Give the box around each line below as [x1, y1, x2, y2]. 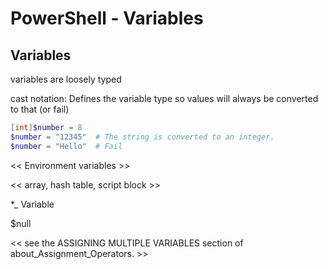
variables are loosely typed [10, 73, 122, 85]
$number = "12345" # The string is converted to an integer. [10, 132, 275, 142]
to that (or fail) [10, 103, 70, 115]
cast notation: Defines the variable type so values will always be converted [10, 93, 319, 104]
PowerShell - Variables [10, 7, 204, 30]
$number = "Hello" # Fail [10, 141, 123, 151]
